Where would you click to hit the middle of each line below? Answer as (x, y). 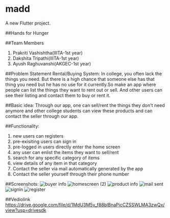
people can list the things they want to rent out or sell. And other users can (84, 90)
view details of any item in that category (55, 163)
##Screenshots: (22, 184)
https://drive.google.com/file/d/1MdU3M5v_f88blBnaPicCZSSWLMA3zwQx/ (85, 205)
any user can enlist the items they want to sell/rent (66, 152)
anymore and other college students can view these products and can (79, 111)
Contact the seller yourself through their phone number (71, 174)
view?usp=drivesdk (26, 210)
